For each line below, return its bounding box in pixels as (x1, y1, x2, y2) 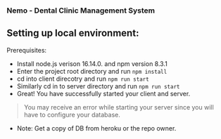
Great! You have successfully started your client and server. (16, 89, 191, 98)
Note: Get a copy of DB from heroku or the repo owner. (16, 124, 177, 132)
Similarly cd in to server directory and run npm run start (16, 81, 180, 90)
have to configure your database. (23, 110, 121, 119)
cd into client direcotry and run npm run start (16, 74, 149, 83)
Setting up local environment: (6, 27, 139, 39)
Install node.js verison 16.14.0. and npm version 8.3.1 (16, 59, 168, 68)
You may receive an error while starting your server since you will (23, 102, 214, 111)
